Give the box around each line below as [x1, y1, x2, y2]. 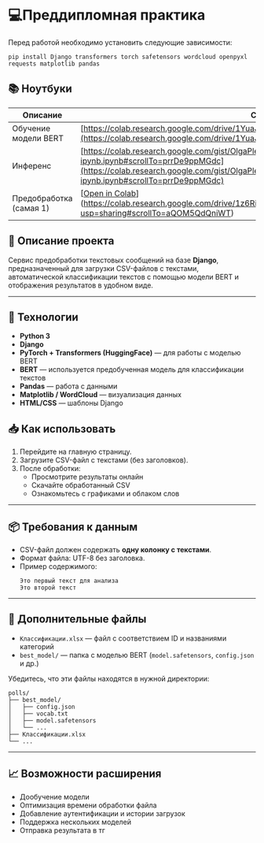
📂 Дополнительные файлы [8, 612, 147, 626]
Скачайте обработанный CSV [31, 481, 131, 490]
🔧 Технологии [8, 310, 79, 324]
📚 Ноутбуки [8, 82, 72, 95]
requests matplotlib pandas [8, 60, 101, 68]
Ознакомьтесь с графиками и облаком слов [31, 489, 180, 499]
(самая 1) [12, 202, 49, 214]
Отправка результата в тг [19, 825, 106, 835]
